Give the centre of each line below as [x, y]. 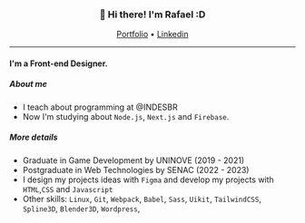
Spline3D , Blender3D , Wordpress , [81, 208]
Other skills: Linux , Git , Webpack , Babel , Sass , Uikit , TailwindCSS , [142, 199]
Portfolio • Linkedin [152, 34]
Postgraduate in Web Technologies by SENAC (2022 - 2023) [136, 170]
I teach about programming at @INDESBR [100, 107]
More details [34, 137]
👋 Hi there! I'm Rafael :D [152, 15]
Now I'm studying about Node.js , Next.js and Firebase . [126, 116]
